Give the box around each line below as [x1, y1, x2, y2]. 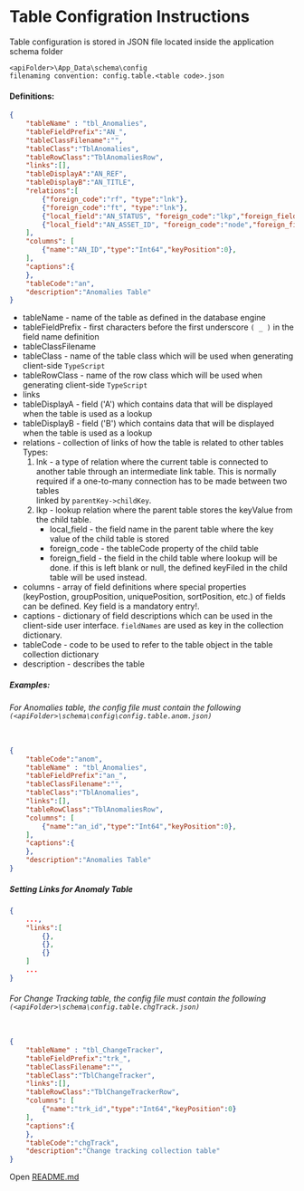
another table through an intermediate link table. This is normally [35, 466, 277, 477]
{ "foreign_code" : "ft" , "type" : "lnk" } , [42, 203, 188, 212]
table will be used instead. [49, 572, 147, 583]
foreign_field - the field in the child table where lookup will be [49, 552, 278, 563]
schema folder [9, 45, 63, 56]
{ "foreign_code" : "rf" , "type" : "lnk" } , [42, 195, 188, 204]
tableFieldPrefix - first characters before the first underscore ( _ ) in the [22, 322, 294, 332]
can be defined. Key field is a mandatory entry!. [22, 600, 201, 612]
